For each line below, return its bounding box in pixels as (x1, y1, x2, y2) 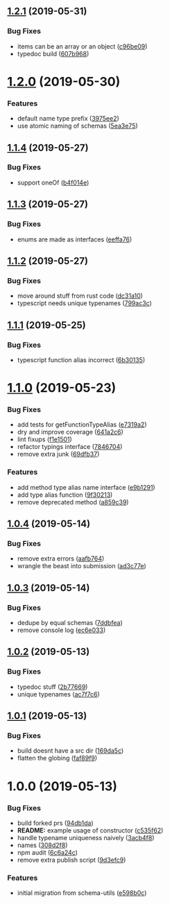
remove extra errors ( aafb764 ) (17, 554, 105, 563)
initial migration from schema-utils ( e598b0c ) (17, 889, 147, 897)
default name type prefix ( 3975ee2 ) (17, 114, 119, 123)
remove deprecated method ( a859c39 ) (17, 497, 129, 506)
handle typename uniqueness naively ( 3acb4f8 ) (17, 833, 155, 842)
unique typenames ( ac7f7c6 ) (17, 690, 101, 698)
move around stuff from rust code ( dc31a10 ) (17, 291, 144, 300)
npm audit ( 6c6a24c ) (17, 848, 78, 856)
